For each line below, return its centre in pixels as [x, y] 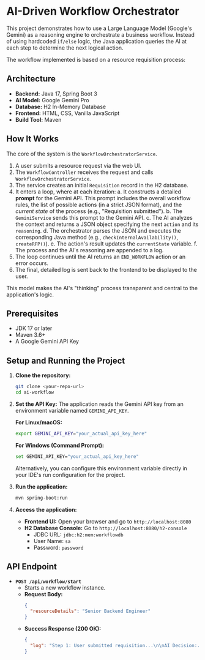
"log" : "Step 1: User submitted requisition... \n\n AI [100, 645]
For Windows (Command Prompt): [59, 445]
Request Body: [43, 594]
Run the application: [42, 486]
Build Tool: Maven [38, 119]
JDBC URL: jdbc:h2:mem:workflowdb [78, 534]
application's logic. [30, 294]
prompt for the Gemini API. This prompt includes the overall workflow [103, 198]
